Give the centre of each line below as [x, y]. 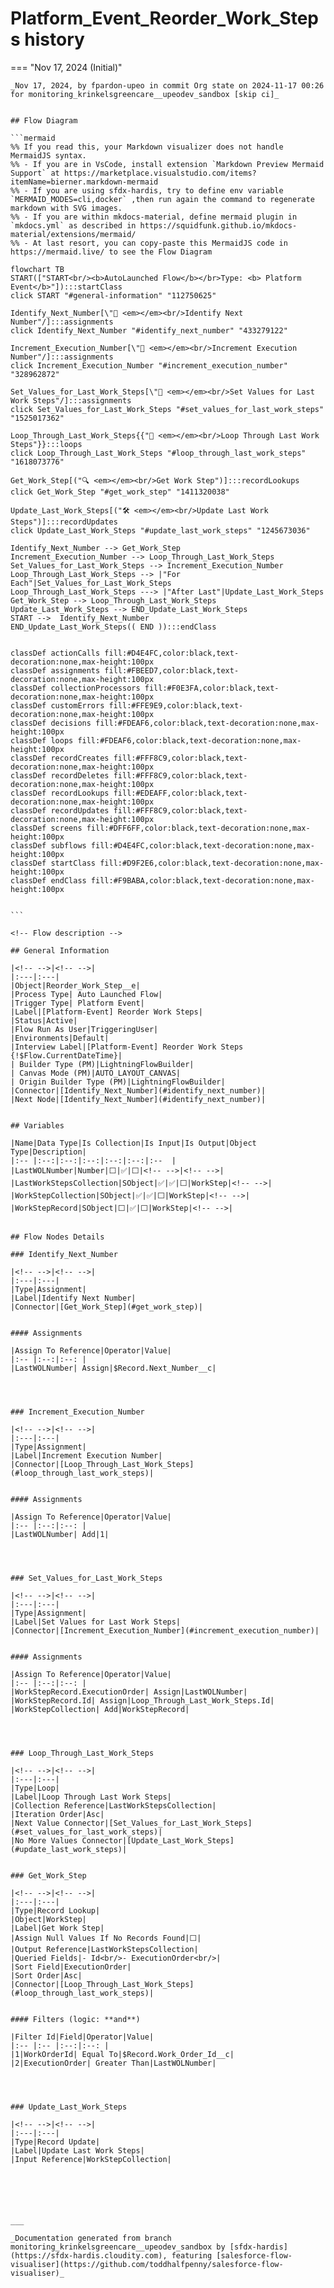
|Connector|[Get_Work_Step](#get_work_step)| [106, 1307]
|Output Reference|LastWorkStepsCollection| [104, 1949]
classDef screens [46, 828]
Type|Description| [48, 1152]
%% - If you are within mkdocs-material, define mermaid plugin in [154, 217]
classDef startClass [53, 863]
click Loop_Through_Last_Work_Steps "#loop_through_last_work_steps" [158, 453]
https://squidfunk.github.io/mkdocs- [218, 225]
